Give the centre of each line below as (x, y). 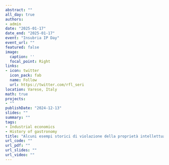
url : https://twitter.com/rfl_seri (47, 85)
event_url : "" (20, 43)
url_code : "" (19, 141)
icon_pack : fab (26, 75)
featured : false (22, 47)
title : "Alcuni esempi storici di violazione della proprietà (72, 136)
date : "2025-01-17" (26, 29)
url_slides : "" (21, 150)
